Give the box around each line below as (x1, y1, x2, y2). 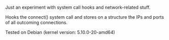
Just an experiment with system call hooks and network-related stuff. (5, 5, 151, 10)
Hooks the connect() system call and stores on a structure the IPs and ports (5, 14, 164, 20)
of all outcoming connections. (5, 20, 68, 25)
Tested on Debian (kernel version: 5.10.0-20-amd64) (5, 29, 116, 35)
